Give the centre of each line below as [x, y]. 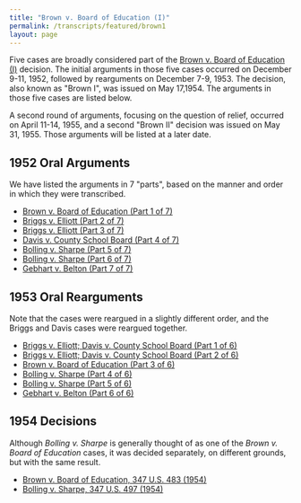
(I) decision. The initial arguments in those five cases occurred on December [150, 69]
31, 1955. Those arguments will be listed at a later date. [111, 135]
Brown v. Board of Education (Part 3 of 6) [99, 364]
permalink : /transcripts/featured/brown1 [88, 26]
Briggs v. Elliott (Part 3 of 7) [73, 231]
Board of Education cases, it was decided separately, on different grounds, [148, 452]
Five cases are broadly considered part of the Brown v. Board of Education [147, 60]
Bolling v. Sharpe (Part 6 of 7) [77, 259]
